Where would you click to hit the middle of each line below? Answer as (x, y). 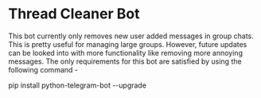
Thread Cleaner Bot (74, 14)
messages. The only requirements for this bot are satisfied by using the (125, 61)
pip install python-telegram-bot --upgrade (78, 85)
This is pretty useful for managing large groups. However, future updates (128, 44)
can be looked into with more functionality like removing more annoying (125, 53)
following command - (43, 69)
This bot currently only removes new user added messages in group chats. (131, 36)
